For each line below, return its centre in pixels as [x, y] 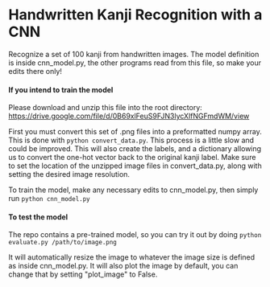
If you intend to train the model [61, 89]
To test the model [38, 217]
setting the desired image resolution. [69, 174]
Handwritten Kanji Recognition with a [135, 15]
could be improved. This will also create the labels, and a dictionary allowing [135, 149]
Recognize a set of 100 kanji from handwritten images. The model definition [134, 54]
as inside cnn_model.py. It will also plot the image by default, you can [123, 266]
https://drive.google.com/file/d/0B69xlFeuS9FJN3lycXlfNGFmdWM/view [129, 116]
